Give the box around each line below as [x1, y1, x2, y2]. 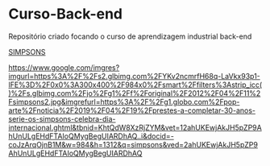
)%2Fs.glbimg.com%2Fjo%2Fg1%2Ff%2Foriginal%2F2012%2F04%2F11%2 [8, 88, 261, 98]
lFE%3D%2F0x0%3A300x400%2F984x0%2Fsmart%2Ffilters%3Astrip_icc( [8, 80, 263, 89]
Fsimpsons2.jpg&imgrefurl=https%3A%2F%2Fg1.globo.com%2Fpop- [8, 97, 240, 106]
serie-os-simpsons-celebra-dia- [8, 114, 116, 123]
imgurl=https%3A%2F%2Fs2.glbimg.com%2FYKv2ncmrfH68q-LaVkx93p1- [8, 71, 260, 81]
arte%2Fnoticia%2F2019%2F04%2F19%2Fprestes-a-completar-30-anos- [8, 106, 256, 115]
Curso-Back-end [8, 5, 123, 23]
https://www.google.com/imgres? [8, 62, 120, 73]
